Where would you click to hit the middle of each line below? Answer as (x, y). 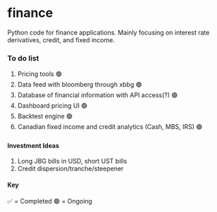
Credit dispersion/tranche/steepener (70, 169)
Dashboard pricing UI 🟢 (52, 106)
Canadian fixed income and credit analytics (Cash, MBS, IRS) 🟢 (110, 127)
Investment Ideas (33, 145)
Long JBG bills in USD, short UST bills (72, 161)
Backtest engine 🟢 (45, 116)
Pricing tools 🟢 (39, 74)
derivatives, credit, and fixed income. (61, 39)
